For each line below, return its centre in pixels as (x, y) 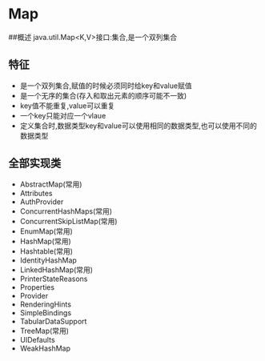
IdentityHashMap (48, 260)
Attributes (36, 193)
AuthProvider (42, 202)
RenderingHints (46, 304)
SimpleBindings (46, 312)
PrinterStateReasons (54, 279)
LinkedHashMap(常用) (56, 270)
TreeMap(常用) (44, 331)
